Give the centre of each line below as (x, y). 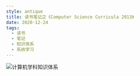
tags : (13, 28)
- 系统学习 (23, 50)
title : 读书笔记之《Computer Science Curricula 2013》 (70, 17)
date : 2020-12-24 (27, 22)
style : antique (25, 11)
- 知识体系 (23, 44)
